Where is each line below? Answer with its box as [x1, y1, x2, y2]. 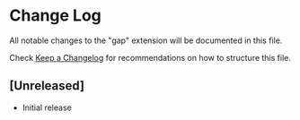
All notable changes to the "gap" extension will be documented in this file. [9, 35, 283, 46]
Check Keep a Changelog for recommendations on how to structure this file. [9, 52, 292, 63]
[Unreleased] [9, 78, 85, 94]
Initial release [22, 102, 72, 113]
